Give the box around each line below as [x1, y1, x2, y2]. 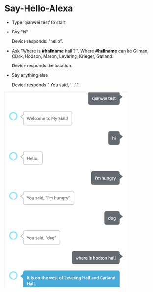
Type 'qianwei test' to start [11, 19, 66, 25]
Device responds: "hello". [11, 38, 63, 44]
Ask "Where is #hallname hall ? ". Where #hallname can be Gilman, [11, 48, 149, 54]
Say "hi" [11, 29, 28, 34]
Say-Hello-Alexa [4, 3, 73, 14]
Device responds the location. [11, 63, 73, 68]
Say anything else [11, 72, 48, 78]
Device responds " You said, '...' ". [11, 82, 80, 88]
